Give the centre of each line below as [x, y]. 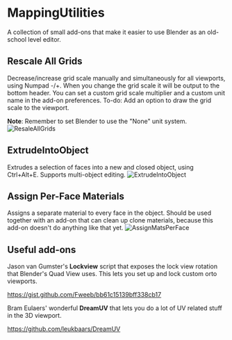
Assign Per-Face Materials [66, 196]
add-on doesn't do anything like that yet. [65, 228]
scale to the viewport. [38, 107]
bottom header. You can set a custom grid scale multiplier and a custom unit [116, 92]
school [17, 39]
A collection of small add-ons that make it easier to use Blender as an [107, 32]
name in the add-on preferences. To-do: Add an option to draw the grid [109, 100]
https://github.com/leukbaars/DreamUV [64, 329]
